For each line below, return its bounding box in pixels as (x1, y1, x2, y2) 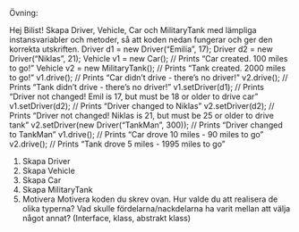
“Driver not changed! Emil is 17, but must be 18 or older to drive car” (9, 91, 259, 102)
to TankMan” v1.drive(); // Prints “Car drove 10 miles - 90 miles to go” (9, 129, 264, 139)
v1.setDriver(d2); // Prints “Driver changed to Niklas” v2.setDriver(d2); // (9, 101, 275, 111)
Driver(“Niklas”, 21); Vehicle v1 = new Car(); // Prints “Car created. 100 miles (9, 54, 288, 63)
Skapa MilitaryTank (21, 185, 93, 195)
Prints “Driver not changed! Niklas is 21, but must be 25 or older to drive (9, 111, 275, 120)
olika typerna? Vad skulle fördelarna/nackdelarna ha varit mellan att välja (21, 203, 291, 213)
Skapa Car (21, 175, 62, 186)
